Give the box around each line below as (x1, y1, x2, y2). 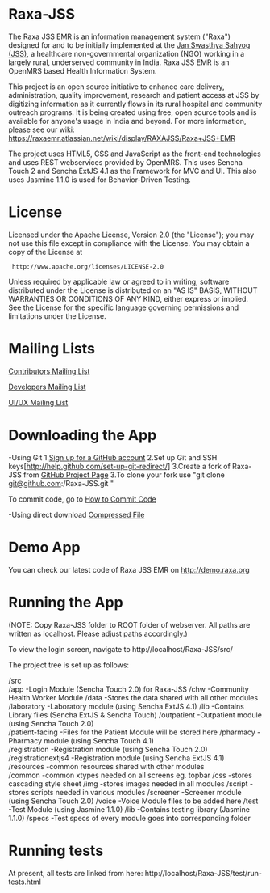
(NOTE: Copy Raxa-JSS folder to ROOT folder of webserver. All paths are (8, 620, 251, 629)
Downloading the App (8, 426, 157, 444)
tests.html (8, 877, 42, 887)
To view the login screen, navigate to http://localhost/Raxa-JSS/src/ (8, 644, 234, 654)
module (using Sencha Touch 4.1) (44, 735, 155, 745)
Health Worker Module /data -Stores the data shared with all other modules (8, 692, 259, 702)
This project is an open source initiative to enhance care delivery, (8, 82, 225, 91)
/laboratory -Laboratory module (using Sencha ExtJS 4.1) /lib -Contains (8, 701, 244, 711)
